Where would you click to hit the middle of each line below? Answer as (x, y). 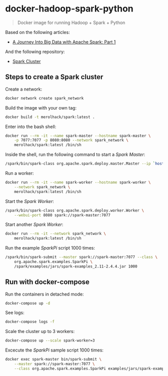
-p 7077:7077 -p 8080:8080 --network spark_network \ (71, 140)
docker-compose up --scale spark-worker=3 (50, 340)
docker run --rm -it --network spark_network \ (56, 234)
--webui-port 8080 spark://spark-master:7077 (62, 215)
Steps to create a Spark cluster (54, 77)
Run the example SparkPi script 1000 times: (50, 248)
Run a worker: (19, 173)
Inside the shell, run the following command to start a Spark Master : (75, 154)
